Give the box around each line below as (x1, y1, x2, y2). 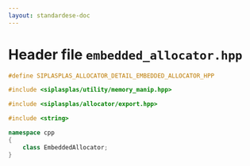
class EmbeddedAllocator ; (22, 143, 109, 151)
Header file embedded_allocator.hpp (8, 45, 243, 63)
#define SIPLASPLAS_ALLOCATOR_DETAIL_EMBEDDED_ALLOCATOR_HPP (8, 72, 215, 80)
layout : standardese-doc (8, 11, 90, 20)
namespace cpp (8, 129, 56, 137)
